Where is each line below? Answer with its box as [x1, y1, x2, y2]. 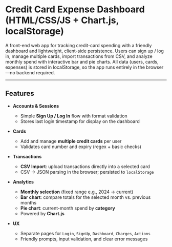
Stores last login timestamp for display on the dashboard [20, 118, 140, 124]
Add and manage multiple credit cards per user [20, 138, 122, 144]
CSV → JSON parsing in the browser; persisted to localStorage [20, 169, 154, 175]
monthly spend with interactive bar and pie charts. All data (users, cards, [5, 58, 159, 65]
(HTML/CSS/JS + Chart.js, [5, 14, 119, 26]
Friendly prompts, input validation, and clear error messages [20, 236, 148, 242]
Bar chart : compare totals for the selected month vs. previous [20, 194, 151, 200]
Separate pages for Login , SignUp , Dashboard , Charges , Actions [20, 230, 151, 236]
